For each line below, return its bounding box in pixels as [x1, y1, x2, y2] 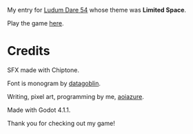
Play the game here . [7, 19, 64, 27]
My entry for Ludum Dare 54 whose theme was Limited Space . [7, 6, 187, 14]
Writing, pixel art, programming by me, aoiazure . [7, 92, 145, 100]
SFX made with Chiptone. [7, 65, 79, 74]
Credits [7, 43, 50, 59]
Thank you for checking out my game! [7, 119, 115, 127]
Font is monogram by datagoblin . [7, 79, 101, 87]
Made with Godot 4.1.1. [7, 106, 71, 114]
